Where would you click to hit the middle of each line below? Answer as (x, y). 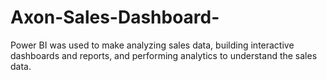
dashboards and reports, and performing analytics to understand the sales (164, 55)
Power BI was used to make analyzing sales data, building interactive (152, 45)
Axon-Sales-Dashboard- (115, 17)
